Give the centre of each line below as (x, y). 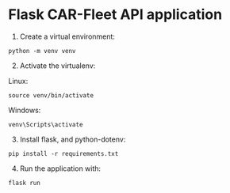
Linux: (18, 81)
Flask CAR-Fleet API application (115, 15)
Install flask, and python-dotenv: (73, 139)
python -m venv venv (42, 51)
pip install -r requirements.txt (63, 153)
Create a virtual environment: (67, 36)
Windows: (25, 110)
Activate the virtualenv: (57, 66)
